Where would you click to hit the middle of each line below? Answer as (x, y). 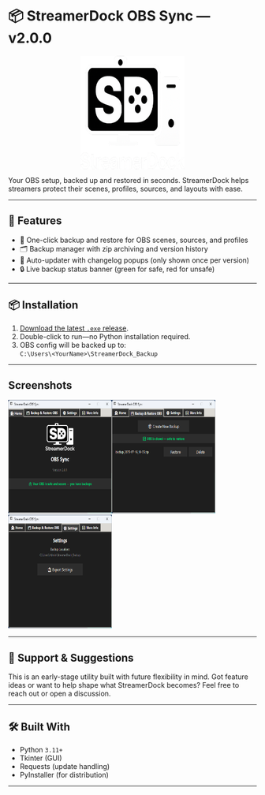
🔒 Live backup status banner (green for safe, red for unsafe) (117, 269)
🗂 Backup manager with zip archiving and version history (114, 248)
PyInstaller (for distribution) (64, 775)
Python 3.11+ (41, 750)
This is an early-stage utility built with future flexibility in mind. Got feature (128, 677)
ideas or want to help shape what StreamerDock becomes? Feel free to (124, 685)
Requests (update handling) (65, 766)
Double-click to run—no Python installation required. (105, 336)
